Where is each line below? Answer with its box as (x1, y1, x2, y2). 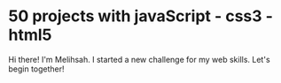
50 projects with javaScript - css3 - (8, 6, 274, 26)
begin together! (8, 64, 65, 74)
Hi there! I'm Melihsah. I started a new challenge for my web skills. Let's (8, 54, 271, 64)
